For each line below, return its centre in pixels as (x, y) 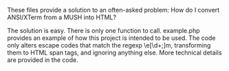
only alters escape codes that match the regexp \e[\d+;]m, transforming (109, 45)
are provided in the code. (43, 60)
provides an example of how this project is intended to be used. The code (111, 38)
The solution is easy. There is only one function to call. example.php (103, 31)
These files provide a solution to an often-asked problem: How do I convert (113, 10)
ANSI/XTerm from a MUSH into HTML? (62, 17)
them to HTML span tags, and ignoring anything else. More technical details (115, 52)
